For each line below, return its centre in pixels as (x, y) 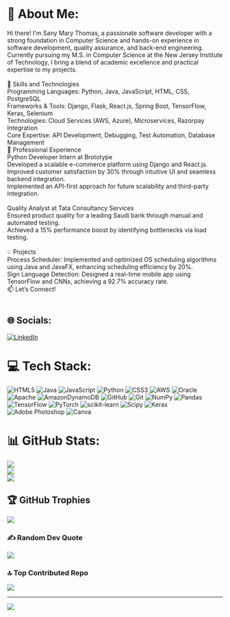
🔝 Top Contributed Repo (48, 572)
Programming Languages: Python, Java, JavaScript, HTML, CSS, (98, 91)
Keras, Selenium (30, 113)
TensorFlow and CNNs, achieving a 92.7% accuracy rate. (88, 281)
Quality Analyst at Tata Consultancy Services (71, 208)
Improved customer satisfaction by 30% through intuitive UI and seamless (112, 172)
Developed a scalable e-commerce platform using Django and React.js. (107, 164)
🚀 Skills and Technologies (43, 84)
